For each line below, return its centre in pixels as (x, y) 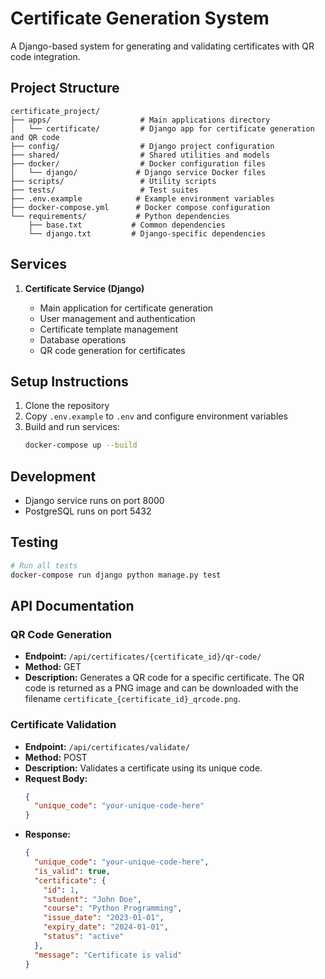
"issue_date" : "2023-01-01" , (104, 918)
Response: (47, 834)
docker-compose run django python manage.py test (116, 575)
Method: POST (56, 757)
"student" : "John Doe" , (92, 899)
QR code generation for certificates (112, 350)
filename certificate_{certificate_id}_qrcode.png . (132, 699)
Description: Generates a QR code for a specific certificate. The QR (164, 678)
